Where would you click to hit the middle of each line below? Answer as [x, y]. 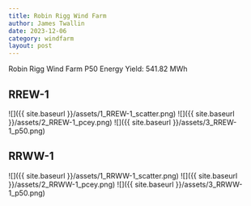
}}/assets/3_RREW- [205, 122]
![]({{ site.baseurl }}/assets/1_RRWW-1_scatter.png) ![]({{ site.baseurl [123, 175]
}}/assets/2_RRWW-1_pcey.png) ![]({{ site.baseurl [91, 184]
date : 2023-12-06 [38, 31]
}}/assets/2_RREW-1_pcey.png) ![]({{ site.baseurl [90, 122]
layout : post [30, 46]
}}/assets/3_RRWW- [209, 184]
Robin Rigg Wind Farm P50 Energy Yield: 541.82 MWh [98, 69]
